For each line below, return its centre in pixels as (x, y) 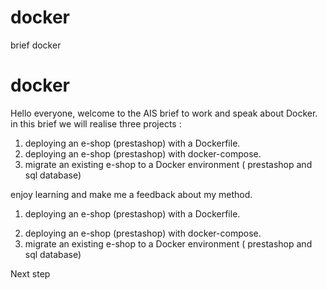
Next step (30, 273)
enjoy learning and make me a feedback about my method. (131, 194)
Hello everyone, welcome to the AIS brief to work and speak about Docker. (164, 113)
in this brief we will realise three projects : (96, 123)
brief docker (36, 45)
